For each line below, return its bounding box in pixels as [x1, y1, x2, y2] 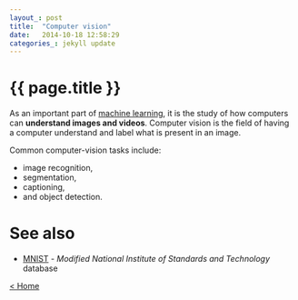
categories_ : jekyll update [9, 38, 116, 48]
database [22, 263, 58, 274]
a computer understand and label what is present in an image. [9, 127, 242, 138]
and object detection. [22, 192, 103, 203]
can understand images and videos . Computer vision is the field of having [9, 117, 290, 128]
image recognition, [22, 163, 94, 174]
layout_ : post [9, 13, 64, 23]
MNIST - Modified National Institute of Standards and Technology [22, 254, 271, 265]
